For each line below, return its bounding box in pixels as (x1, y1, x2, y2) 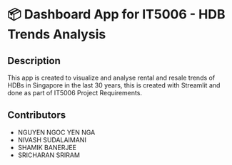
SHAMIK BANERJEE (17, 143, 77, 151)
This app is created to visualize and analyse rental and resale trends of (7, 73, 216, 82)
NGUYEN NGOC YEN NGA (17, 128, 96, 137)
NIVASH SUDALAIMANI (17, 135, 87, 144)
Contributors (7, 109, 66, 122)
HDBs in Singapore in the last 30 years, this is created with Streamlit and (7, 81, 221, 90)
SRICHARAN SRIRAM (17, 151, 81, 159)
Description (7, 55, 61, 67)
